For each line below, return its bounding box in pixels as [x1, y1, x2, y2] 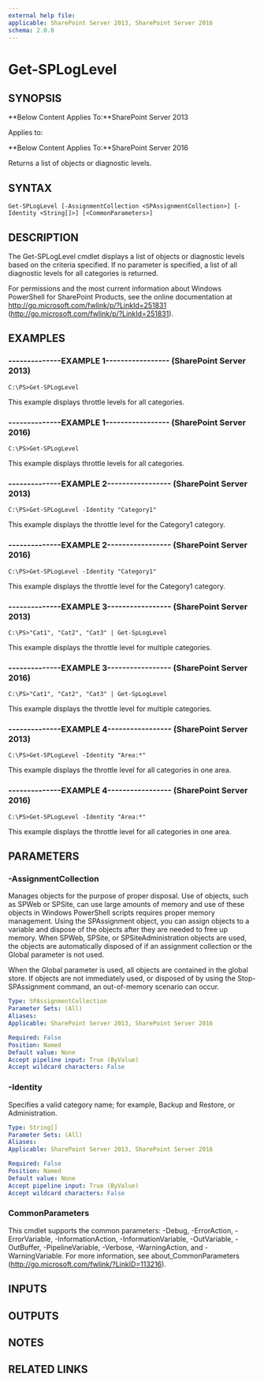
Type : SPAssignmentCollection [8, 997, 108, 1006]
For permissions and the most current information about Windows [8, 284, 222, 293]
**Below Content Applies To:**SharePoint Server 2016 [8, 143, 189, 152]
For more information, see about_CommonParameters [65, 1251, 240, 1260]
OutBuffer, [8, 1242, 42, 1252]
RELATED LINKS [8, 1363, 88, 1376]
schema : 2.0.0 [8, 26, 55, 34]
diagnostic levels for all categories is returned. [8, 269, 159, 277]
